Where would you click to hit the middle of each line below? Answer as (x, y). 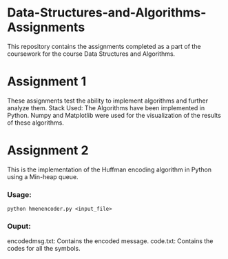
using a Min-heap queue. (43, 176)
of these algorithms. (35, 123)
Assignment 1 (47, 82)
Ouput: (19, 227)
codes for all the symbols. (44, 249)
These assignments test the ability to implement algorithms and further (108, 101)
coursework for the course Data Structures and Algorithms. (91, 54)
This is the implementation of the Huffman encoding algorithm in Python (110, 169)
